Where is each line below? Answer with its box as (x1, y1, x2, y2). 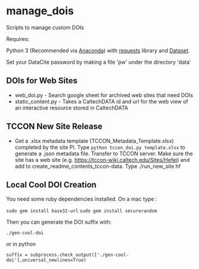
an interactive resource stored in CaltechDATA (14, 104, 129, 111)
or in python (6, 240, 36, 248)
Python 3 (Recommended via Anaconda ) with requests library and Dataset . (6, 46, 190, 54)
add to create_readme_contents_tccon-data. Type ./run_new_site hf (14, 162, 181, 170)
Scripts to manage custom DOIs (6, 24, 85, 31)
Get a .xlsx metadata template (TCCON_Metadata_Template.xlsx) (14, 137, 174, 144)
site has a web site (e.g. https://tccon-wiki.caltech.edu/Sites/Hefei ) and (14, 156, 190, 163)
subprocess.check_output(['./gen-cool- (30, 252, 129, 258)
